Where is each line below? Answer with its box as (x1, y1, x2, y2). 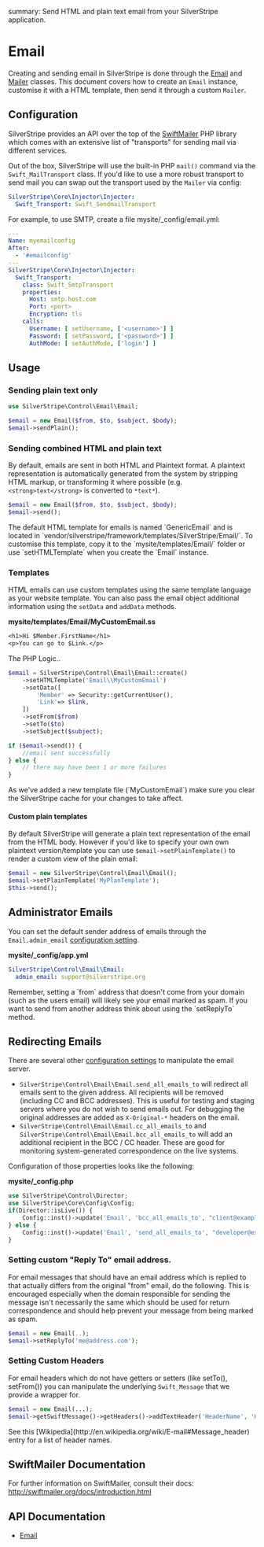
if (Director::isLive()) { (8, 1207, 93, 1215)
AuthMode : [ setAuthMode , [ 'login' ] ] (28, 339, 156, 347)
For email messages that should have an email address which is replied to (8, 1272, 247, 1282)
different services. (8, 146, 68, 155)
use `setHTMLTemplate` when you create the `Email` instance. (8, 547, 209, 557)
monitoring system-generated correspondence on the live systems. (19, 1146, 238, 1156)
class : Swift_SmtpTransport (22, 281, 114, 289)
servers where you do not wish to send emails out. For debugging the (19, 1105, 245, 1114)
